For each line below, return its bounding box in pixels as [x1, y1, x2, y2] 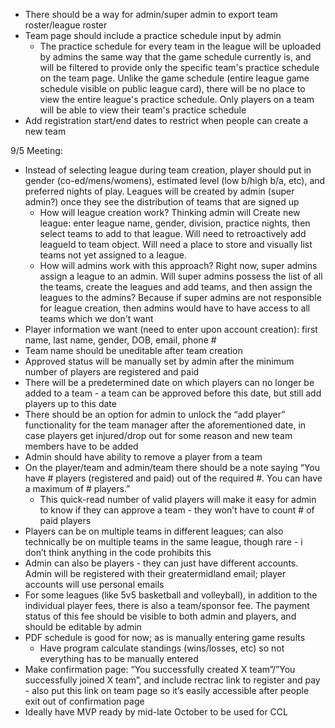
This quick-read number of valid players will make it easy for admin [39, 494, 317, 505]
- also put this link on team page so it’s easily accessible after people [24, 685, 310, 696]
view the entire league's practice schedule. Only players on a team [39, 94, 315, 105]
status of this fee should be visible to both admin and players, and [24, 610, 297, 622]
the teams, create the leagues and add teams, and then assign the [39, 281, 313, 293]
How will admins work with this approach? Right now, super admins [39, 260, 318, 271]
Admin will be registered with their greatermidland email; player [24, 568, 287, 579]
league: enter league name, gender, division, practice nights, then [39, 217, 311, 229]
